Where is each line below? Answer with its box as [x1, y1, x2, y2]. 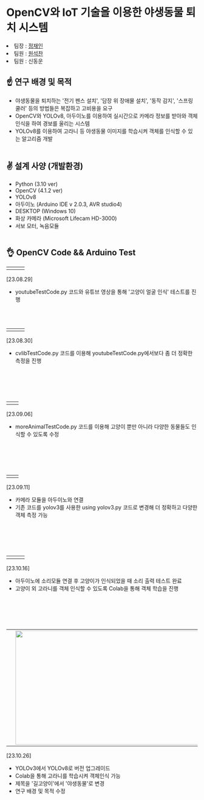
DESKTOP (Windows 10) [15, 207, 76, 214]
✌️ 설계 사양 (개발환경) [6, 161, 84, 171]
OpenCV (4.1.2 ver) [15, 186, 63, 194]
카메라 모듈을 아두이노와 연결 [15, 496, 84, 503]
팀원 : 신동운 [14, 57, 44, 65]
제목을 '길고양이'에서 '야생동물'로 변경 [15, 780, 105, 787]
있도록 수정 [33, 430, 59, 437]
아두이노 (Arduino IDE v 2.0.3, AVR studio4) [15, 200, 123, 208]
